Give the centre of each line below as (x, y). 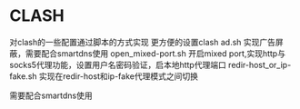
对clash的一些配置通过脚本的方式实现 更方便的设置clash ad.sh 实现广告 (142, 42)
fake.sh (24, 76)
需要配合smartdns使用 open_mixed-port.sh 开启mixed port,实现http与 (155, 53)
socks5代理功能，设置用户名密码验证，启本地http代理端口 (118, 64)
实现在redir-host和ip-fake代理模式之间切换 (118, 76)
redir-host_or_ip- (260, 64)
